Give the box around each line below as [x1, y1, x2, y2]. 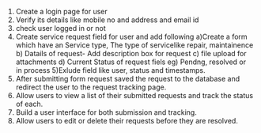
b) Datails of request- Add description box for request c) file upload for [15, 49, 247, 58]
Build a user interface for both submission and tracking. [15, 108, 198, 117]
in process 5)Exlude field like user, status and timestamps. [15, 66, 206, 74]
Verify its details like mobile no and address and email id [15, 15, 199, 25]
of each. [15, 99, 43, 108]
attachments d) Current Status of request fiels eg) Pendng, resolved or [15, 57, 247, 66]
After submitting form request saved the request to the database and [15, 74, 240, 83]
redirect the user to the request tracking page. [15, 82, 167, 92]
